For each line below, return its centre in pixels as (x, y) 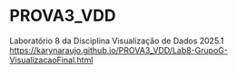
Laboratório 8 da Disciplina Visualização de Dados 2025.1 (117, 41)
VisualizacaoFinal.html (51, 60)
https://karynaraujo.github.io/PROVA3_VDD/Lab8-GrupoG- (119, 50)
